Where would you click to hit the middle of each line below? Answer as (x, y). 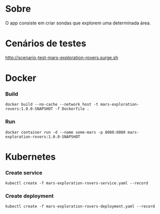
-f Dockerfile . (72, 109)
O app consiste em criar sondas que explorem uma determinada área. (78, 23)
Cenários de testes (46, 43)
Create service (24, 172)
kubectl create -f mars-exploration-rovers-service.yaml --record (77, 184)
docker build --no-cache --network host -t (52, 105)
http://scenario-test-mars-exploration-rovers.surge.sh (62, 57)
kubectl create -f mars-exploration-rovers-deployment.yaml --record (80, 206)
